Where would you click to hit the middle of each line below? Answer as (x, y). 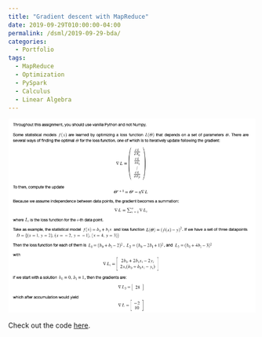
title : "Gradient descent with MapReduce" (78, 16)
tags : (17, 58)
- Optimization (40, 75)
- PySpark (31, 82)
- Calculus (33, 91)
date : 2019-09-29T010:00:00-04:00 (65, 25)
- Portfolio (35, 50)
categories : (27, 42)
